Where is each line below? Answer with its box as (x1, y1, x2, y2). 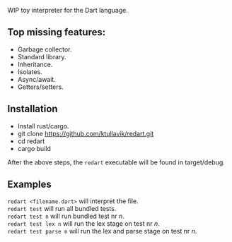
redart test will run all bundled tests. (7, 205, 117, 213)
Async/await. (17, 75, 57, 83)
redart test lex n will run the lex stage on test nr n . (7, 219, 161, 228)
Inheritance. (17, 60, 53, 68)
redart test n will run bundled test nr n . (7, 212, 125, 221)
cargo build (17, 144, 51, 152)
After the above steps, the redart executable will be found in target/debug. (7, 158, 225, 167)
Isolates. (17, 67, 42, 76)
